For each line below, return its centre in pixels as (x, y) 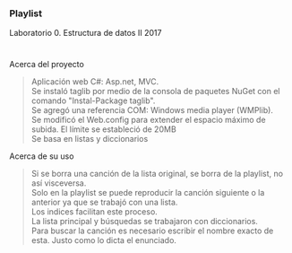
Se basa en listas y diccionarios (90, 139)
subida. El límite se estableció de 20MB (103, 129)
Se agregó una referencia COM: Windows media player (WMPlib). (152, 110)
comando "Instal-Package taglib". (93, 100)
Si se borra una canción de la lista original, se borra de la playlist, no (157, 174)
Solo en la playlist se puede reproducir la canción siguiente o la (148, 193)
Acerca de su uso (42, 156)
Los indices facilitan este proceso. (94, 212)
